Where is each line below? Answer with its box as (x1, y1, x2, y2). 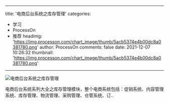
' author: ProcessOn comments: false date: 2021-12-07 (37, 44, 151, 50)
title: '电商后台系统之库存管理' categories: (5, 11, 92, 17)
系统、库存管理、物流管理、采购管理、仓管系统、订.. (5, 92, 114, 98)
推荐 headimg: (12, 33, 43, 39)
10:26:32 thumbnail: (12, 49, 54, 56)
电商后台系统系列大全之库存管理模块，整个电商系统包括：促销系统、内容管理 (5, 86, 164, 92)
